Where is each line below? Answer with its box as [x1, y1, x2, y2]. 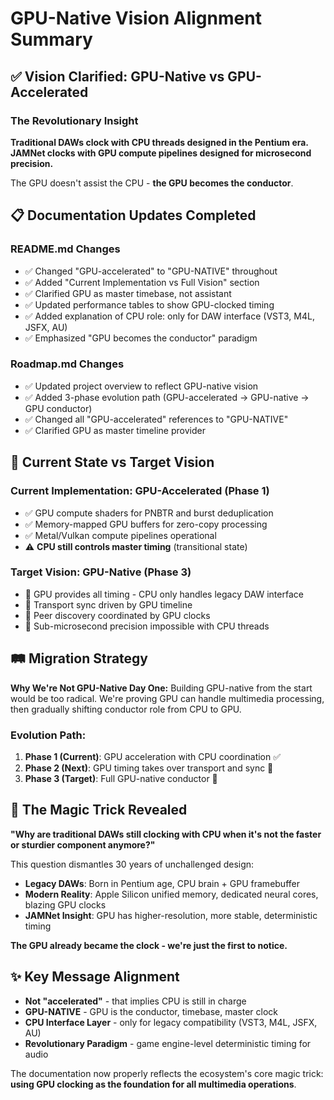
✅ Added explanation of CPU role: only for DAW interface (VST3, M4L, [24, 310, 315, 322]
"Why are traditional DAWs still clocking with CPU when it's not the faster [10, 828, 322, 840]
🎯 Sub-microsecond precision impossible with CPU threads [24, 620, 270, 632]
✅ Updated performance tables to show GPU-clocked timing [24, 298, 275, 311]
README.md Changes [10, 242, 121, 256]
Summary [10, 28, 93, 51]
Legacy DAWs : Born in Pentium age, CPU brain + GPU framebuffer [24, 877, 300, 889]
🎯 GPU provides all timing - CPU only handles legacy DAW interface [24, 588, 304, 600]
